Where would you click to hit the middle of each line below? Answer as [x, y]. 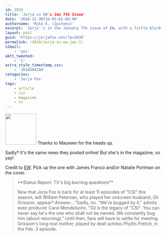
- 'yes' [22, 51]
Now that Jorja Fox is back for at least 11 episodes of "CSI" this [82, 192]
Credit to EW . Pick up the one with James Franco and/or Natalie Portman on [83, 167]
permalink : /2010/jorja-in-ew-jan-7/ [44, 42]
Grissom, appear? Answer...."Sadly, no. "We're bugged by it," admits [87, 203]
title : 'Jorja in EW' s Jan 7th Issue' [45, 14]
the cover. [15, 173]
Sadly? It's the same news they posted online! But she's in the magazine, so [83, 153]
